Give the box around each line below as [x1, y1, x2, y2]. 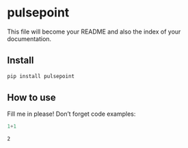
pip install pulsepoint [7, 73, 75, 79]
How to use [7, 92, 56, 103]
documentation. [7, 34, 52, 42]
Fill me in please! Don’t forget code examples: [7, 110, 136, 118]
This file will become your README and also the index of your [7, 27, 181, 36]
